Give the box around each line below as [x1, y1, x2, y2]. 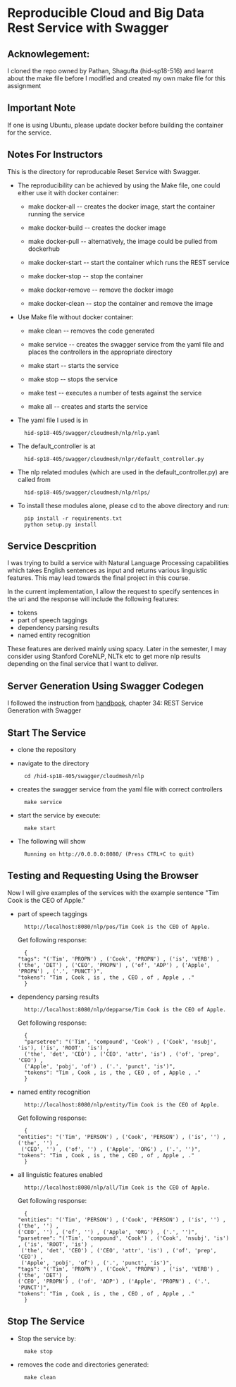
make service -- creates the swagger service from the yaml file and [27, 340, 224, 348]
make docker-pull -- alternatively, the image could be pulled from [27, 237, 218, 245]
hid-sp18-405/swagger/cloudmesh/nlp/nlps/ [24, 488, 151, 496]
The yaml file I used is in [17, 416, 88, 424]
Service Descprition [7, 541, 97, 553]
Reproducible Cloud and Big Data [7, 5, 204, 21]
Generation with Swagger [7, 706, 82, 715]
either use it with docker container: [17, 188, 119, 197]
